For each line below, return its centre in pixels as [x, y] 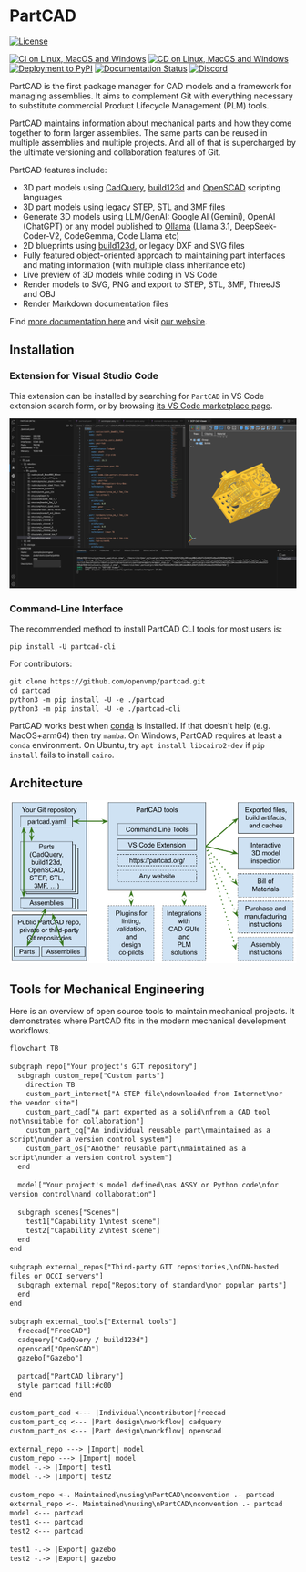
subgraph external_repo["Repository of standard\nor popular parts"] [152, 1286]
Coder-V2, [42, 236]
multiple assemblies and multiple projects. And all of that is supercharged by [153, 142]
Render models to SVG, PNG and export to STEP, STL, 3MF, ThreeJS [151, 284]
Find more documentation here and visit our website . [108, 321]
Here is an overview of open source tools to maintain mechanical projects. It [152, 1012]
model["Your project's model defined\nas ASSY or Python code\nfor [148, 1186]
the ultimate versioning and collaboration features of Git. [115, 152]
